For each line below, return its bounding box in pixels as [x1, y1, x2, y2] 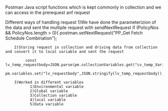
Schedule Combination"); [5, 35, 57, 41]
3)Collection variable [29, 93, 77, 98]
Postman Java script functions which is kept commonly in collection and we [5, 4, 161, 10]
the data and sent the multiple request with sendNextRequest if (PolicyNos [5, 24, 159, 30]
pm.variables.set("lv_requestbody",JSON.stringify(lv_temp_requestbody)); [5, 71, 164, 76]
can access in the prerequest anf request [5, 9, 90, 15]
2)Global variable [29, 88, 68, 93]
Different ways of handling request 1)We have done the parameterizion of [5, 19, 156, 25]
